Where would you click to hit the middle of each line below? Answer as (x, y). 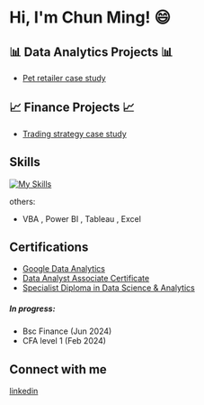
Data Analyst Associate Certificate (86, 279)
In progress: (32, 308)
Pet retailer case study (64, 78)
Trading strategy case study (75, 133)
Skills (25, 162)
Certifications (49, 248)
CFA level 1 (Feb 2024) (64, 341)
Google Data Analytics (64, 269)
